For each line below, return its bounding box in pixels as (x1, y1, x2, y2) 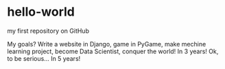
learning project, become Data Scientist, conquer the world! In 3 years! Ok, (7, 47, 219, 55)
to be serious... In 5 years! (7, 54, 81, 62)
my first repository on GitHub (7, 27, 89, 35)
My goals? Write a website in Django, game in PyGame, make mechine (7, 40, 206, 48)
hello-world (7, 4, 75, 20)
